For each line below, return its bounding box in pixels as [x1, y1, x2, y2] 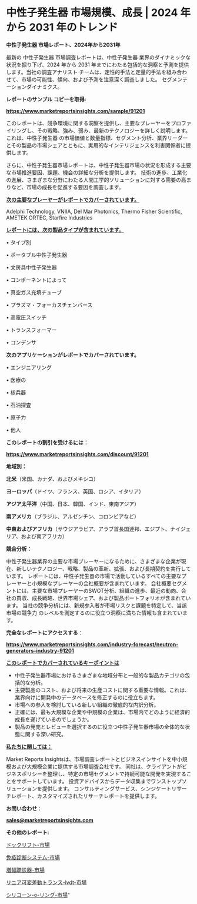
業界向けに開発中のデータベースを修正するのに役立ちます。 [14, 693, 159, 701]
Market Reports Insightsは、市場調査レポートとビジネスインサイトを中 [6, 755, 178, 763]
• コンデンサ [6, 338, 36, 345]
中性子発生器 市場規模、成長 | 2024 [6, 6, 178, 19]
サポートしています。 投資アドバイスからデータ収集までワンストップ [16, 777, 182, 785]
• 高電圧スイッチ [6, 314, 47, 321]
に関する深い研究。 [19, 730, 66, 737]
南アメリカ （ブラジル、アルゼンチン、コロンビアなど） [6, 513, 140, 520]
